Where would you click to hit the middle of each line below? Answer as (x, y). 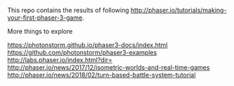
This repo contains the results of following (68, 10)
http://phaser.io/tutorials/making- (178, 10)
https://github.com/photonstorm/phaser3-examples (82, 53)
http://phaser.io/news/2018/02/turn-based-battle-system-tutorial (102, 75)
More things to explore (40, 31)
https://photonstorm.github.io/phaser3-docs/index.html (87, 45)
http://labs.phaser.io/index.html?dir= (60, 60)
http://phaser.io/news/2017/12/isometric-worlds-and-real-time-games (109, 67)
